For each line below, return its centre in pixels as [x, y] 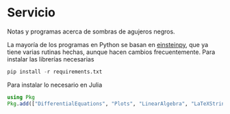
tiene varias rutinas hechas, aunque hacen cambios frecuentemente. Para [111, 52]
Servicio [31, 13]
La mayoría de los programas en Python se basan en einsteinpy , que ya [108, 44]
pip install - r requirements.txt [55, 72]
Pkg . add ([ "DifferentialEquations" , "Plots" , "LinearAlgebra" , [98, 104]
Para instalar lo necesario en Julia [55, 85]
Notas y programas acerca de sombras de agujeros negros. [91, 31]
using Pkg [21, 97]
